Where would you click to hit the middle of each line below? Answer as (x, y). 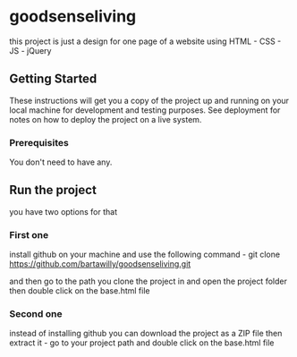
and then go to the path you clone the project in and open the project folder (148, 281)
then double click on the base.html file (80, 291)
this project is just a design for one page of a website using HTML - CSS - (145, 41)
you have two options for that (64, 211)
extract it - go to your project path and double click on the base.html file (142, 343)
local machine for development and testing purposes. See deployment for (145, 110)
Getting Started (53, 79)
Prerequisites (39, 142)
